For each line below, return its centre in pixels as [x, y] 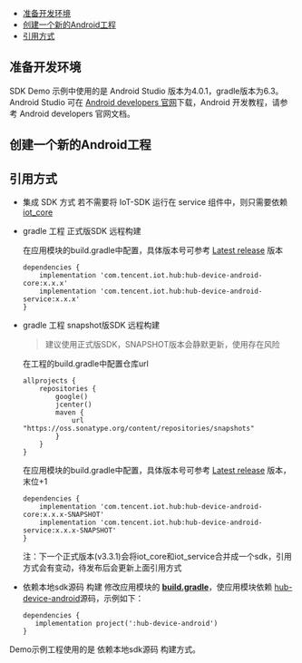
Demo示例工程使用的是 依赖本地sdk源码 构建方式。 [105, 649]
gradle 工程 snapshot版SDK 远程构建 [91, 326]
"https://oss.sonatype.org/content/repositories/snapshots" [138, 429]
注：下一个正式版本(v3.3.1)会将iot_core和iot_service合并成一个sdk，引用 [157, 557]
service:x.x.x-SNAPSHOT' [69, 531]
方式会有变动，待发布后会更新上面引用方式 [102, 568]
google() [72, 397]
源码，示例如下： [112, 599]
